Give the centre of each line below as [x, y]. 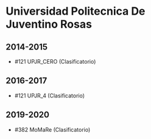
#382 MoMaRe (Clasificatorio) [52, 129]
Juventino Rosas [49, 24]
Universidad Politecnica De [75, 11]
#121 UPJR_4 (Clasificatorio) [50, 96]
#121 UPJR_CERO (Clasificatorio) [55, 62]
